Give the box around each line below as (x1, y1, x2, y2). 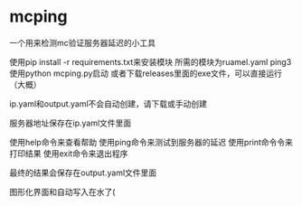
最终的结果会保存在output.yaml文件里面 (9, 167, 157, 178)
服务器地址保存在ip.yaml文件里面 (9, 117, 132, 128)
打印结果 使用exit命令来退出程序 (9, 147, 128, 159)
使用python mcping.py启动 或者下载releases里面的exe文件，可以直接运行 (9, 68, 283, 79)
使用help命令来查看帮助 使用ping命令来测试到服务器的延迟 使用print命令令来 (9, 136, 294, 147)
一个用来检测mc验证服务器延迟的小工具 (9, 37, 156, 48)
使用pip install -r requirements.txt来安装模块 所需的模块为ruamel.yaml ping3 (9, 56, 292, 67)
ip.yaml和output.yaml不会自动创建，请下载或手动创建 (9, 98, 208, 109)
